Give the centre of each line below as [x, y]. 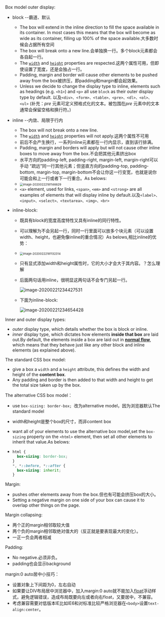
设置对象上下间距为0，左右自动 [44, 585]
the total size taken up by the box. [47, 385]
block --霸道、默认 [31, 17]
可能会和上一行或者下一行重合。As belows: [63, 178]
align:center [26, 610]
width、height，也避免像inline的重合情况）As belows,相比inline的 [86, 237]
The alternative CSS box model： [39, 395]
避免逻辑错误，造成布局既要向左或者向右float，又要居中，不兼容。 [88, 597]
